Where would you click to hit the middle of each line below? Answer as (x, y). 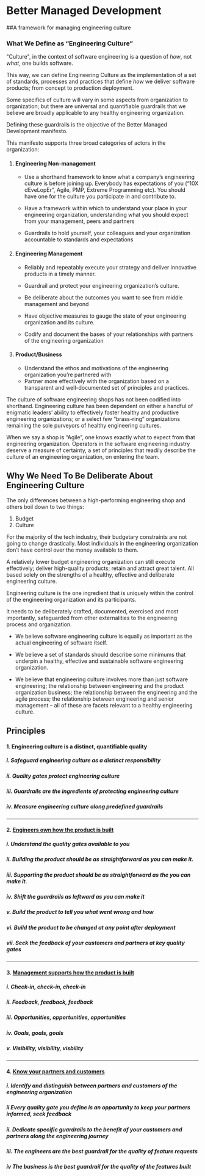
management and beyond (56, 304)
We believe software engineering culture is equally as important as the (104, 636)
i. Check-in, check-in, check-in (46, 987)
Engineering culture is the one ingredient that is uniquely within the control (100, 593)
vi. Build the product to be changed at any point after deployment (91, 927)
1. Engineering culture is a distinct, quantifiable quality (77, 747)
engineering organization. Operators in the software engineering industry (98, 444)
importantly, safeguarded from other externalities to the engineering (92, 618)
